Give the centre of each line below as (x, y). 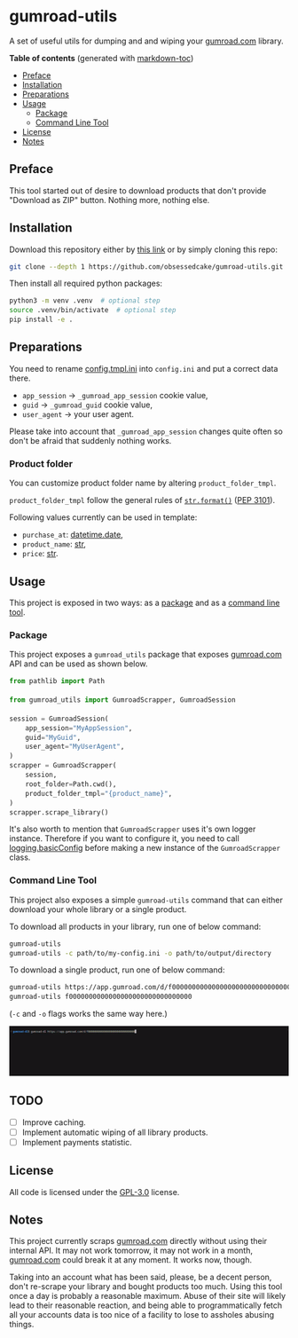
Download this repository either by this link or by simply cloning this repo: (143, 249)
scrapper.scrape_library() (59, 812)
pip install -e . (41, 320)
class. (20, 857)
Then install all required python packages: (86, 283)
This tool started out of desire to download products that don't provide (138, 190)
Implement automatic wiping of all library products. (115, 1132)
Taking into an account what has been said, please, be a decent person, (141, 1277)
